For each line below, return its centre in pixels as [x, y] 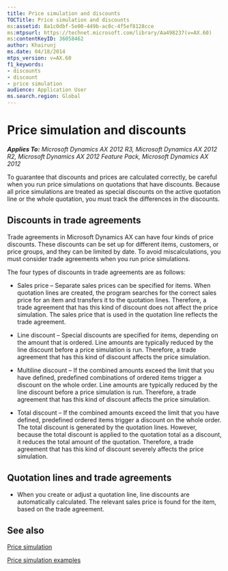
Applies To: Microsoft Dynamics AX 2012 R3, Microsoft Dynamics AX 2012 [112, 149]
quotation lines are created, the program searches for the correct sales [117, 293]
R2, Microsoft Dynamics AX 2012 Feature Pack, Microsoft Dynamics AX [108, 156]
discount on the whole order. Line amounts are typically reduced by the [117, 385]
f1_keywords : [26, 64]
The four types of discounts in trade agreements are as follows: [96, 272]
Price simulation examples [44, 560]
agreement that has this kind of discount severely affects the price [110, 449]
